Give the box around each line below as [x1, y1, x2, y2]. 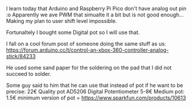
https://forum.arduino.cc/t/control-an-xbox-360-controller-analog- [6, 46, 169, 53]
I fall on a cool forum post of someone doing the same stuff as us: [6, 41, 167, 47]
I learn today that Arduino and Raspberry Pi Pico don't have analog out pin [6, 5, 187, 12]
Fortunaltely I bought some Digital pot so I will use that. [6, 29, 140, 36]
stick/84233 [6, 53, 36, 59]
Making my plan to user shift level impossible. [6, 18, 117, 24]
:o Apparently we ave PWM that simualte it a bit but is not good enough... [6, 11, 184, 18]
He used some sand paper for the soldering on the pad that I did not [6, 64, 172, 71]
